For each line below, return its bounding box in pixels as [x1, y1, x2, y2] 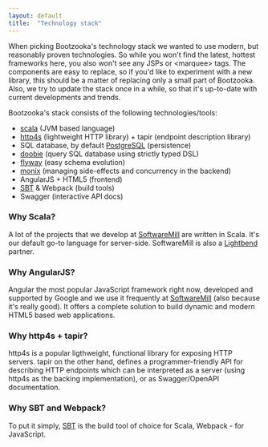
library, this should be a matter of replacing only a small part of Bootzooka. [8, 75, 255, 85]
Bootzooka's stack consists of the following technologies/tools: [8, 107, 218, 117]
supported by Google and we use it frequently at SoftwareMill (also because [8, 293, 261, 303]
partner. [8, 246, 35, 256]
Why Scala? [8, 211, 56, 223]
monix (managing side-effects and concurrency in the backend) [19, 166, 231, 175]
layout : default [8, 11, 63, 20]
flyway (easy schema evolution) [19, 157, 126, 167]
